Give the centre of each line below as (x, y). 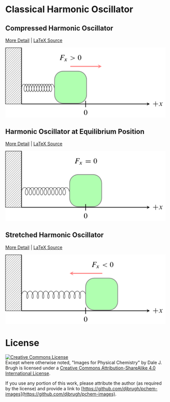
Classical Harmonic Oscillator (69, 9)
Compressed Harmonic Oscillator (59, 28)
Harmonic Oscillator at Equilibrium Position (75, 132)
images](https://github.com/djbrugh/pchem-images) (60, 394)
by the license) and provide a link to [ (44, 389)
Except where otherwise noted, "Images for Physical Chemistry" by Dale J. (84, 363)
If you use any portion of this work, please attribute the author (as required (83, 383)
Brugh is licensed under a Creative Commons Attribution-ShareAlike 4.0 (81, 368)
